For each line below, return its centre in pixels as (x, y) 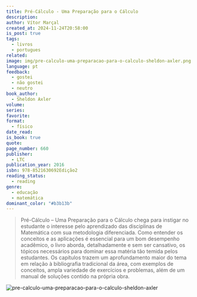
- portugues (26, 50)
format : (16, 121)
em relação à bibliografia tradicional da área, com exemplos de (97, 264)
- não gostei (27, 83)
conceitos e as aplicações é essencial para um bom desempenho (100, 239)
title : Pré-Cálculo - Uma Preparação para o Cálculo (72, 11)
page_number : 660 (27, 148)
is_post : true (24, 34)
